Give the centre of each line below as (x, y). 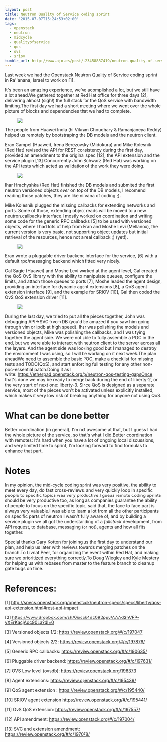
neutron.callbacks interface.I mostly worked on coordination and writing (79, 216)
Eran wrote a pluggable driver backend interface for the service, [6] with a (81, 256)
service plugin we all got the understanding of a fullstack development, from (83, 522)
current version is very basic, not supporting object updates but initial (76, 232)
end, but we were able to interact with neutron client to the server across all (83, 343)
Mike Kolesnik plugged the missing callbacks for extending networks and (80, 205)
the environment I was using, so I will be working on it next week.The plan (81, 354)
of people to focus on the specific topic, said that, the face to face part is (80, 506)
